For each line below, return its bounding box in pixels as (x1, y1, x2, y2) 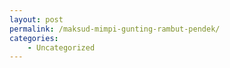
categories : (9, 33, 59, 43)
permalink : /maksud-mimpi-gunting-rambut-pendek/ (9, 24, 221, 34)
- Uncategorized (27, 42, 96, 53)
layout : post (9, 14, 64, 25)
